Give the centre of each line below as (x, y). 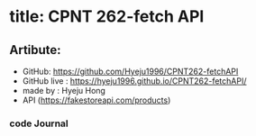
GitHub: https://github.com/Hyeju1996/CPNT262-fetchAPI (130, 71)
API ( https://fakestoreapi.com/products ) (96, 100)
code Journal (39, 123)
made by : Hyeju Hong (64, 91)
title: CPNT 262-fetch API (107, 17)
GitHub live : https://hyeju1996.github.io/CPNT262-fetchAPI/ (134, 81)
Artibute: (35, 50)
